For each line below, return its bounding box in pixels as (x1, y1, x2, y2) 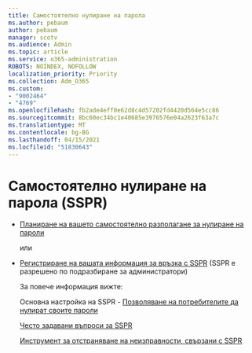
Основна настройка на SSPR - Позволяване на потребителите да (19, 297, 239, 307)
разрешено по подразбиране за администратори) (19, 267, 188, 276)
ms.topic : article (8, 48, 68, 56)
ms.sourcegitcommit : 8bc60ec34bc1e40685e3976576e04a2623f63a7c (8, 114, 220, 122)
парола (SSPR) (8, 193, 108, 211)
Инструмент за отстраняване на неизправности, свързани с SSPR (19, 336, 243, 346)
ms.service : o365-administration (8, 56, 118, 64)
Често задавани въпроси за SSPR (19, 321, 133, 330)
